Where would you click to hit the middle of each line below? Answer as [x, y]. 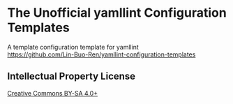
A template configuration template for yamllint [73, 47]
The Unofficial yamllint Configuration [117, 13]
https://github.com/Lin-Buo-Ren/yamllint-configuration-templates [102, 54]
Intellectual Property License [72, 76]
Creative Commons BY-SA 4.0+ [53, 93]
